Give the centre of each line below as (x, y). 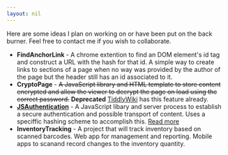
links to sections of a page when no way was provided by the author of (119, 69)
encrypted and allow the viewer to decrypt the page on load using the (117, 91)
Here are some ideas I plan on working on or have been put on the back (109, 34)
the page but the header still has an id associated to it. (94, 77)
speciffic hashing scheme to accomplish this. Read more (98, 121)
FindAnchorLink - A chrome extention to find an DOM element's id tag (118, 54)
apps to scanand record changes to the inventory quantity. (101, 143)
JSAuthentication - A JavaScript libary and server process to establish (119, 106)
